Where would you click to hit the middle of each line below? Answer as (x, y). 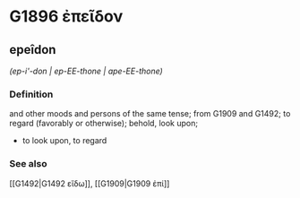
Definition (31, 94)
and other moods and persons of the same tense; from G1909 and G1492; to (150, 114)
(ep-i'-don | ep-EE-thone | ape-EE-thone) (86, 71)
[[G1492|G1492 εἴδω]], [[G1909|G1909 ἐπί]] (90, 183)
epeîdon (33, 50)
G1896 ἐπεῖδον (66, 17)
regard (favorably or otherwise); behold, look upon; (104, 124)
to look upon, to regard (64, 141)
